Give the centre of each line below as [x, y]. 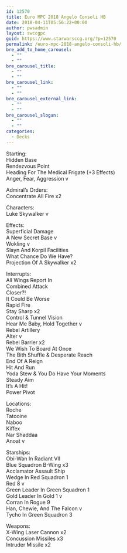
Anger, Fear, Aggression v [37, 178]
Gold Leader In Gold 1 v [34, 496]
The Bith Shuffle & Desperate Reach [49, 355]
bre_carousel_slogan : [32, 115]
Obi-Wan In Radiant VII [33, 459]
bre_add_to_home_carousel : [39, 50]
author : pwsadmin [27, 28]
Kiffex [13, 428]
